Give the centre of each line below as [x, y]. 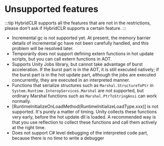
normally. [21, 101]
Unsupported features [51, 9]
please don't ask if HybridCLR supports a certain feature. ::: [66, 28]
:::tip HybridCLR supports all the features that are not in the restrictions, [78, 23]
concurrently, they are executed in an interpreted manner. [71, 80]
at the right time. [29, 127]
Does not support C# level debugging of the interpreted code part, [80, 133]
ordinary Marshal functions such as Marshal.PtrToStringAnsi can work [84, 96]
